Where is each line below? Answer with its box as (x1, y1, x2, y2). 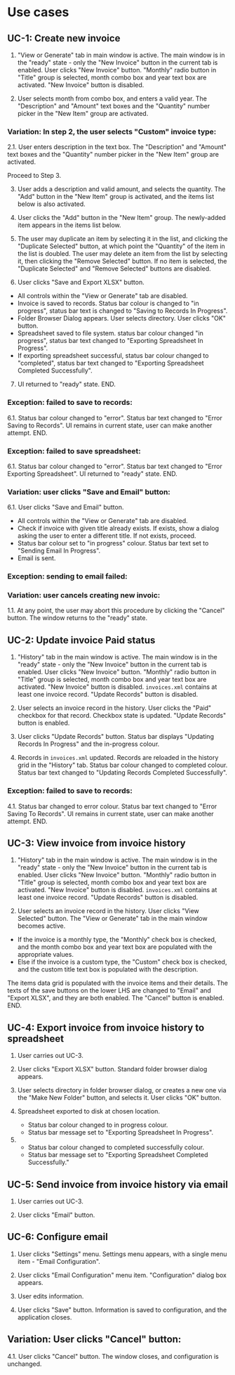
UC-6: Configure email (7, 1231, 109, 1243)
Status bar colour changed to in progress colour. (27, 1121, 168, 1129)
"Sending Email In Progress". (17, 546, 101, 555)
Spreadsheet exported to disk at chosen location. (17, 1107, 160, 1116)
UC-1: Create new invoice (7, 32, 121, 44)
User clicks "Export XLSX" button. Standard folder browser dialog (17, 1065, 208, 1073)
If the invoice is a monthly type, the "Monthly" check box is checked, (17, 936, 217, 944)
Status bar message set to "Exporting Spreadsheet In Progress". (27, 1128, 214, 1137)
